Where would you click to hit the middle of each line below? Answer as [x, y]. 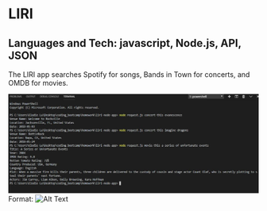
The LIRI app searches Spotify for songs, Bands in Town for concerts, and [129, 75]
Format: [21, 199]
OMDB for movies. [39, 83]
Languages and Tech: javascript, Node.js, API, [125, 43]
